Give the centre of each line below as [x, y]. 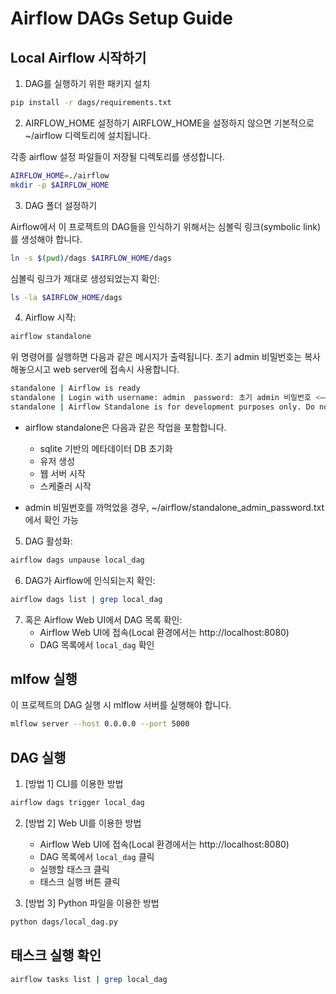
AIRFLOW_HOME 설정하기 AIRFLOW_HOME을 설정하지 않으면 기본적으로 [169, 123]
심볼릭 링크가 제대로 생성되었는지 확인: [85, 278]
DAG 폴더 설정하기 [61, 205]
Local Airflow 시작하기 [78, 57]
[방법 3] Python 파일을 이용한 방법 [92, 903]
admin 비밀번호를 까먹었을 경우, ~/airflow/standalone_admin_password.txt [174, 507]
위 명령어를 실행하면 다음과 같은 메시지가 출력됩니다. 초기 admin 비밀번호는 [156, 357]
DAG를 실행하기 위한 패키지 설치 [87, 83]
